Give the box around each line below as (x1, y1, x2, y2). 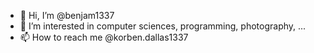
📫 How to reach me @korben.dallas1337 (19, 31, 189, 43)
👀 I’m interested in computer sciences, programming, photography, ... (19, 20, 307, 32)
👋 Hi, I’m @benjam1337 (19, 10, 115, 21)
